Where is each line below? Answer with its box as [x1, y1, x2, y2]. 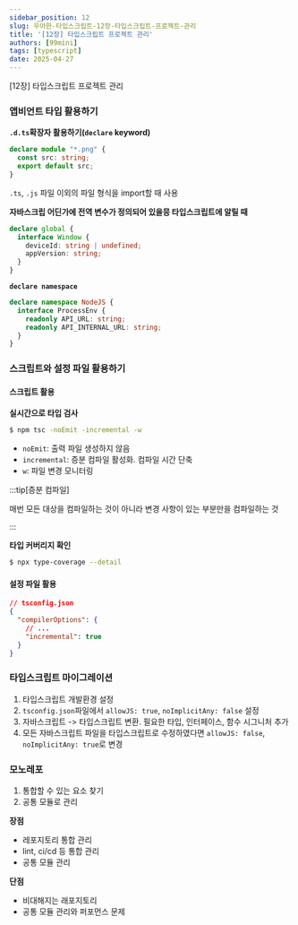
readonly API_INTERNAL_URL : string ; [25, 323, 163, 332]
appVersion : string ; [25, 249, 102, 258]
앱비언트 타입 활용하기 [9, 105, 98, 117]
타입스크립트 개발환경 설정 [21, 694, 115, 705]
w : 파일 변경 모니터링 [21, 465, 94, 476]
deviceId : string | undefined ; [25, 241, 142, 250]
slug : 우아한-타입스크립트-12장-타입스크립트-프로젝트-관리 [9, 22, 197, 30]
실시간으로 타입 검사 [9, 408, 79, 419]
